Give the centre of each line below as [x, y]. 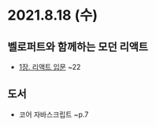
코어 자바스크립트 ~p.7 [54, 114]
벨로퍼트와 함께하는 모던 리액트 [78, 47]
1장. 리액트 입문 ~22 [50, 67]
